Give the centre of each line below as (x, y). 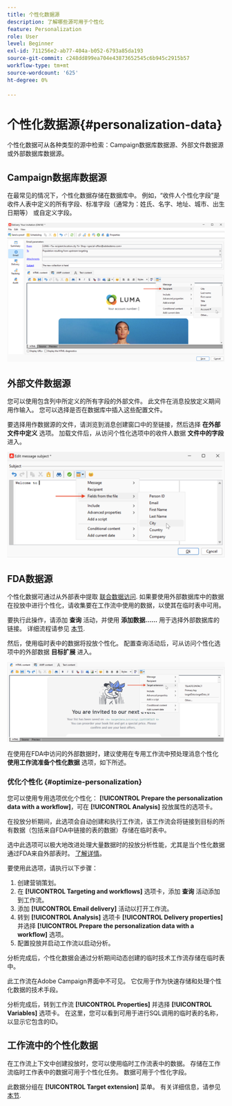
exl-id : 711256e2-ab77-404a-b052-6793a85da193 (75, 51)
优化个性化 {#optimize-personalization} (75, 782)
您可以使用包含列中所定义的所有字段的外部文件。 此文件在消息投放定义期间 (114, 401)
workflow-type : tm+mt (38, 66)
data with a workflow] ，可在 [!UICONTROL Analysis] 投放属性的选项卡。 (112, 807)
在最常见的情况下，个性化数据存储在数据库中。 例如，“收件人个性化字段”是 (114, 195)
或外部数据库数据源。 (37, 154)
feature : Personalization (44, 29)
